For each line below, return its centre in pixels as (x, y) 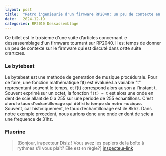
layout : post (19, 10)
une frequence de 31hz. (29, 119)
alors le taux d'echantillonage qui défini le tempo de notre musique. (74, 103)
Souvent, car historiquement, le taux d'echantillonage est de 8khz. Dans (79, 108)
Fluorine (15, 132)
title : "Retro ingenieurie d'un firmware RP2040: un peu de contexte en (83, 14)
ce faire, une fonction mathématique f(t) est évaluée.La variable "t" (73, 82)
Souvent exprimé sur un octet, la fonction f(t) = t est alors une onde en (79, 93)
